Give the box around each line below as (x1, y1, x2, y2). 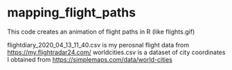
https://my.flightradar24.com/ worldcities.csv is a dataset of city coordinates (7, 48, 226, 56)
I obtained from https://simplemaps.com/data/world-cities (7, 55, 173, 63)
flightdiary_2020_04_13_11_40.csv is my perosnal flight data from (7, 40, 189, 49)
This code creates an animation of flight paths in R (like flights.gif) (7, 27, 195, 36)
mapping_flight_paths (7, 5, 136, 21)
